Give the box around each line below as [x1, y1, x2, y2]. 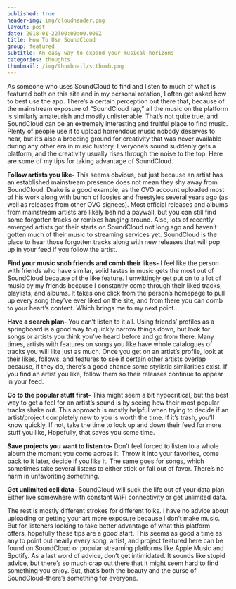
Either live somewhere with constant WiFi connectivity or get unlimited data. [7, 493, 228, 501]
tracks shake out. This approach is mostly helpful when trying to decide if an [7, 405, 229, 414]
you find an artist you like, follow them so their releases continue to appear [7, 369, 223, 378]
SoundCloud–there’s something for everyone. [7, 574, 138, 582]
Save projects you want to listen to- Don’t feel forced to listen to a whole [7, 441, 219, 450]
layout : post [7, 23, 46, 30]
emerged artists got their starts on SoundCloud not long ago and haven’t [7, 222, 217, 231]
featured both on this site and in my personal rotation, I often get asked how [7, 89, 227, 98]
